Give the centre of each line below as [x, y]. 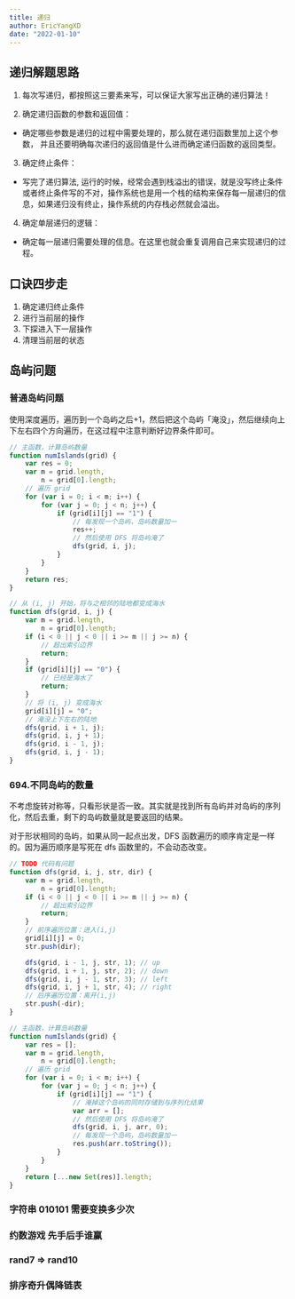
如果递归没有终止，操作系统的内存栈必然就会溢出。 [131, 204]
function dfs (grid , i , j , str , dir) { [81, 873]
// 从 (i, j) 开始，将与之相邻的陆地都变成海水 [87, 604]
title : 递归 [30, 17]
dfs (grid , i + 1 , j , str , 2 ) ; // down [97, 971]
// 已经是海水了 [67, 678]
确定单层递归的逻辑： [61, 223]
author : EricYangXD [45, 26]
